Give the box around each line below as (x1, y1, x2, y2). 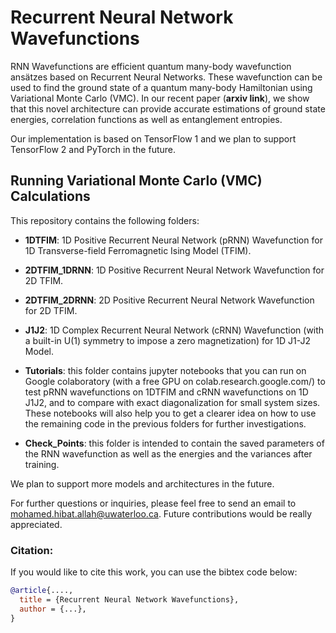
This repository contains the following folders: (10, 214, 200, 226)
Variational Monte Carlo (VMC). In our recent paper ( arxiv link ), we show (10, 92, 310, 104)
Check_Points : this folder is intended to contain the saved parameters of (24, 437, 325, 449)
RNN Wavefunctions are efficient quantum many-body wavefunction (10, 60, 292, 72)
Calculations (10, 188, 91, 205)
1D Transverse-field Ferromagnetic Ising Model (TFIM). (24, 244, 252, 256)
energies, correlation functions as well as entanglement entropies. (10, 113, 283, 125)
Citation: (10, 543, 54, 557)
